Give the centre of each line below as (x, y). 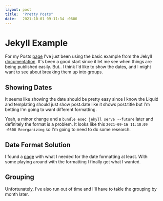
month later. (17, 194)
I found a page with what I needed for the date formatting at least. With (76, 156)
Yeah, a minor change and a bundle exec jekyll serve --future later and (79, 119)
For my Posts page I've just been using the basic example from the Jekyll (79, 56)
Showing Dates (29, 87)
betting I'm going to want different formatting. (51, 110)
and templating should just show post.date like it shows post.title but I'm (78, 104)
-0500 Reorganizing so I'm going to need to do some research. (68, 130)
